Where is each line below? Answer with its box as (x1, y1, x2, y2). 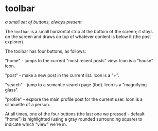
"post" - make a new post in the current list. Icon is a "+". (5, 72, 120, 78)
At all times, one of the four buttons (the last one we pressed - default (5, 111, 145, 117)
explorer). (5, 38, 25, 44)
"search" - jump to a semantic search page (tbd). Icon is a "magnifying (5, 81, 147, 88)
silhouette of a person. (5, 101, 50, 107)
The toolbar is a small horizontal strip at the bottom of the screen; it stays (5, 28, 153, 34)
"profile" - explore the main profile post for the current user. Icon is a (5, 96, 143, 102)
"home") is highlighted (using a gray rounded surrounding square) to (5, 116, 142, 122)
